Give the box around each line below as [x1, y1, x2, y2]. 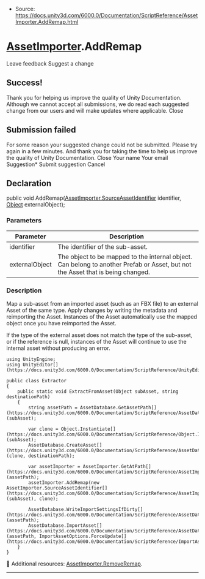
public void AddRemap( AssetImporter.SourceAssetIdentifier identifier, [6, 194, 182, 202]
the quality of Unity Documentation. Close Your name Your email [6, 154, 168, 161]
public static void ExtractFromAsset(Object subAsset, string [17, 388, 179, 395]
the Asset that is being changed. [57, 268, 151, 276]
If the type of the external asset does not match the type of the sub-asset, [6, 331, 193, 339]
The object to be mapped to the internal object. [57, 252, 192, 261]
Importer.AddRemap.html [15, 18, 79, 25]
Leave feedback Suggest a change [6, 59, 94, 67]
